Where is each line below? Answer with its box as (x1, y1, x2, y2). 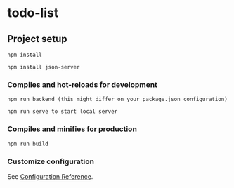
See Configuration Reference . (7, 172, 93, 180)
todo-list (7, 5, 59, 21)
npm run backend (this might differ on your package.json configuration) (7, 96, 228, 103)
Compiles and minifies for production (7, 124, 137, 134)
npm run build (7, 140, 49, 147)
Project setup (7, 33, 68, 45)
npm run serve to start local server (7, 108, 118, 115)
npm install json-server (7, 64, 80, 71)
